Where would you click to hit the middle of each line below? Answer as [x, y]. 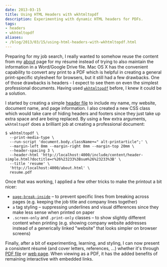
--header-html [24, 155]
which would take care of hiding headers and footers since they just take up [83, 113]
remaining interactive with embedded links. [49, 259]
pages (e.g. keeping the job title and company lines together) [75, 201]
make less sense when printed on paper [53, 212]
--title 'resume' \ [30, 164]
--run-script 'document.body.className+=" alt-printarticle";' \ [79, 142]
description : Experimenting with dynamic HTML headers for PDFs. [74, 19]
